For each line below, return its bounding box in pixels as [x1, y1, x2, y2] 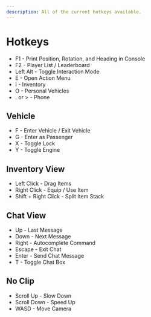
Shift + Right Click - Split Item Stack [14, 193, 104, 200]
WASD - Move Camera [14, 305, 71, 312]
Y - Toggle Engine [14, 146, 60, 154]
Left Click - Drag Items [14, 180, 72, 188]
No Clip [6, 276, 35, 286]
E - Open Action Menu [14, 74, 71, 82]
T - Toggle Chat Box [14, 258, 65, 266]
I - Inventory [14, 80, 46, 88]
